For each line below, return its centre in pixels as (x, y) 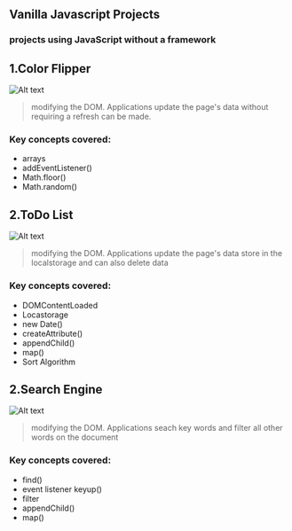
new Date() (43, 324)
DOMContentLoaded (60, 305)
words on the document (75, 437)
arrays (34, 159)
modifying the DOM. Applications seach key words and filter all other (157, 428)
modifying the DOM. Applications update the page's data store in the (156, 254)
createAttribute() (52, 333)
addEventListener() (57, 168)
